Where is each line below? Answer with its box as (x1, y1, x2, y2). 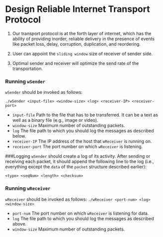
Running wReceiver (5, 185, 51, 192)
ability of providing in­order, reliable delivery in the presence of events (12, 36, 155, 42)
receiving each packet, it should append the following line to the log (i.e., (5, 158, 154, 164)
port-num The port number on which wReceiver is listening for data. (12, 210, 149, 216)
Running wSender (5, 78, 46, 85)
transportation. (12, 66, 43, 72)
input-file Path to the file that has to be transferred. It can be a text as (12, 112, 158, 118)
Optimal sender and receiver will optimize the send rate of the (12, 60, 139, 66)
